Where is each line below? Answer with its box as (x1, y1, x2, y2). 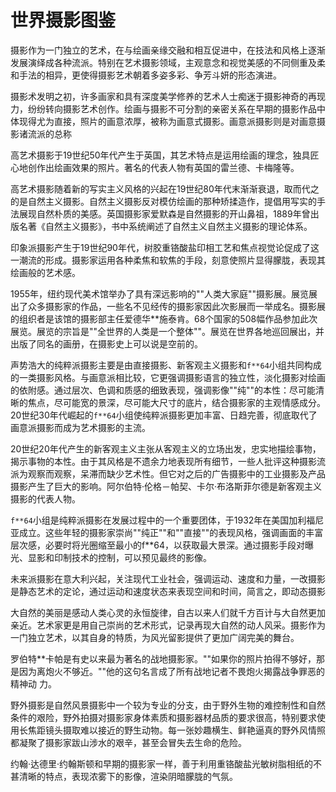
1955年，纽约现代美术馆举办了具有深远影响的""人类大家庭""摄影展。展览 (10, 287, 310, 300)
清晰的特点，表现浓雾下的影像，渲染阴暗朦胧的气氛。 (18, 770, 238, 782)
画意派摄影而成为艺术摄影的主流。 (10, 421, 151, 433)
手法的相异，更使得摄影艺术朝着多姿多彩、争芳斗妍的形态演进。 (18, 69, 282, 81)
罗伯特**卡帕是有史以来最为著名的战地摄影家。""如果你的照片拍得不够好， (10, 652, 317, 665)
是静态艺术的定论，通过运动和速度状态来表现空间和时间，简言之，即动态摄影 (10, 585, 326, 597)
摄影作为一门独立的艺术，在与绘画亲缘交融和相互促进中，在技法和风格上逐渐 (10, 44, 326, 56)
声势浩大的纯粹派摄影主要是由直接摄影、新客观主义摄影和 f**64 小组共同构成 (10, 359, 322, 371)
